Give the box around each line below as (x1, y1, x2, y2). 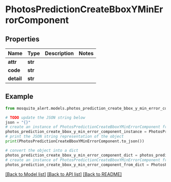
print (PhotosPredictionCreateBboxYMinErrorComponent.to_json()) (5, 139, 145, 144)
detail (8, 75, 22, 82)
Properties (5, 35, 40, 43)
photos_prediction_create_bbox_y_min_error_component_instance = (5, 129, 147, 135)
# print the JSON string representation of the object (5, 134, 124, 139)
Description (45, 50, 74, 57)
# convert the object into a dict (5, 148, 79, 153)
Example (5, 92, 34, 101)
